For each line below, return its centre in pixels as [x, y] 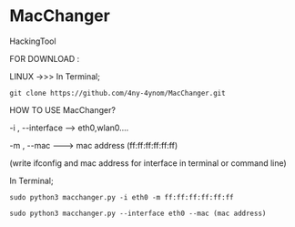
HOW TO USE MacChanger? [63, 109]
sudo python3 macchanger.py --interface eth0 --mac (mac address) [138, 213]
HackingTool [33, 41]
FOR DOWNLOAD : [45, 58]
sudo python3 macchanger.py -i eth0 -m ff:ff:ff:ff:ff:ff [122, 197]
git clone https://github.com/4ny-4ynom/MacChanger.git [117, 93]
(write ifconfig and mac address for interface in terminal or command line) [148, 163]
